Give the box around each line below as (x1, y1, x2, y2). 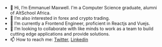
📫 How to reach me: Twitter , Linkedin (10, 37, 89, 42)
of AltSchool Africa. (10, 10, 51, 16)
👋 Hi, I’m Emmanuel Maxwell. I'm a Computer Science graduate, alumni (10, 5, 157, 10)
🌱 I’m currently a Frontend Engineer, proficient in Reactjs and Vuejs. (10, 20, 150, 26)
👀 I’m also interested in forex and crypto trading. (10, 15, 110, 21)
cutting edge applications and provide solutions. (10, 31, 110, 37)
